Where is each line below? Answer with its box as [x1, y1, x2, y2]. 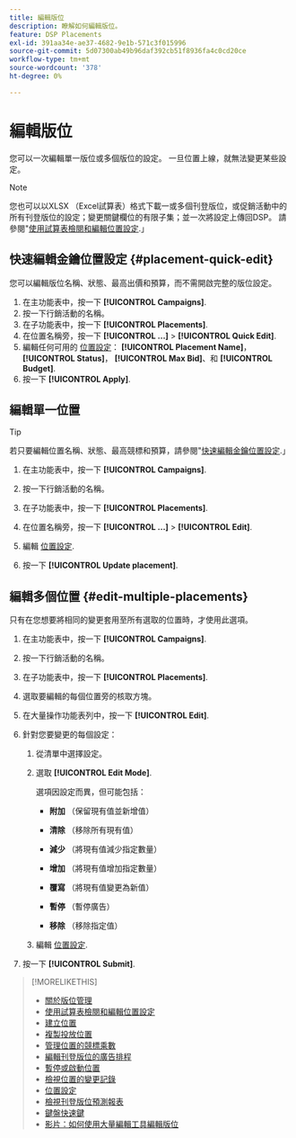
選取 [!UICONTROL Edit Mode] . [35, 767, 152, 778]
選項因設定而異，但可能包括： [35, 786, 146, 797]
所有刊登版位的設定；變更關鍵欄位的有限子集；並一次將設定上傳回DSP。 [9, 211, 277, 222]
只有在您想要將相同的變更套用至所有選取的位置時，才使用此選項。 [9, 614, 253, 625]
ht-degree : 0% [9, 72, 63, 81]
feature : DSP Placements [9, 30, 102, 39]
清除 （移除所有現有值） [48, 825, 139, 836]
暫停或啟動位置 [44, 1062, 100, 1073]
